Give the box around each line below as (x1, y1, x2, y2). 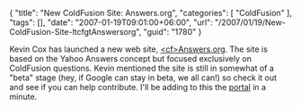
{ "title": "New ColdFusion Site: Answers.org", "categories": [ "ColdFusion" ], (9, 8, 292, 18)
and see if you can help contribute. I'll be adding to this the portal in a (9, 82, 267, 92)
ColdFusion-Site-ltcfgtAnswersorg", (9, 27, 142, 37)
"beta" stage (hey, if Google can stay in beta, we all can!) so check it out (9, 72, 277, 83)
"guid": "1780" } (143, 27, 202, 37)
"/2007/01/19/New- (214, 17, 286, 28)
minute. (9, 91, 38, 102)
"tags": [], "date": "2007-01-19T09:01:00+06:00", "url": (9, 17, 213, 28)
